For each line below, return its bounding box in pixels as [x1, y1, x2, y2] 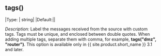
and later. [5, 46, 24, 52]
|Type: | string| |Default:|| [5, 16, 56, 22]
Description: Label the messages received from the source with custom [5, 26, 148, 32]
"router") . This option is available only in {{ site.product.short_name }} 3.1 [5, 41, 153, 47]
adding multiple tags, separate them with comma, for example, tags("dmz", [5, 36, 157, 42]
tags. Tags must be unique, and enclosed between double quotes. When [5, 31, 150, 37]
